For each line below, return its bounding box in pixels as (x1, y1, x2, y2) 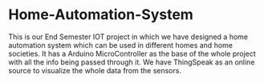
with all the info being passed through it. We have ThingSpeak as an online (8, 57, 255, 67)
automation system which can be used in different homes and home (8, 40, 233, 49)
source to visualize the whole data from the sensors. (8, 65, 182, 75)
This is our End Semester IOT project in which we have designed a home (8, 32, 249, 41)
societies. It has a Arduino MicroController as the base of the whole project (8, 49, 257, 58)
